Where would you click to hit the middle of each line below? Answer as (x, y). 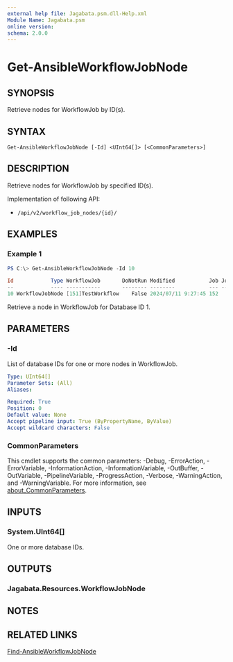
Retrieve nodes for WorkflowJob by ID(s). (66, 110)
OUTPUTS (29, 569)
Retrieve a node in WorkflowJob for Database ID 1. (79, 307)
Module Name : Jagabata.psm (46, 20)
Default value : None (37, 415)
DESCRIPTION (38, 168)
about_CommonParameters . (47, 490)
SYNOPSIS (31, 93)
